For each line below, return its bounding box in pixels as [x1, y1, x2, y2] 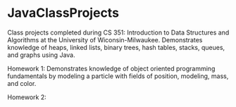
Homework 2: [7, 93, 47, 101]
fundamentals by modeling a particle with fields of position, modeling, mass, [7, 72, 229, 80]
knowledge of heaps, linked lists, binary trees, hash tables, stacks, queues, [7, 43, 225, 51]
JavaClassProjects [7, 5, 120, 21]
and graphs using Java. [7, 51, 75, 59]
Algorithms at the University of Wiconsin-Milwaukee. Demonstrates [7, 35, 203, 44]
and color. [7, 79, 37, 87]
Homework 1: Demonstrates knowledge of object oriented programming [7, 64, 216, 73]
